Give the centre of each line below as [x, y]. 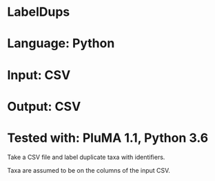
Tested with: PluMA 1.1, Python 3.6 [108, 138]
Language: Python [61, 44]
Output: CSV [44, 106]
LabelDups [39, 12]
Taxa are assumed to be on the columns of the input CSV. [89, 170]
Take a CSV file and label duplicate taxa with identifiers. [86, 157]
